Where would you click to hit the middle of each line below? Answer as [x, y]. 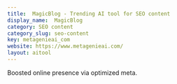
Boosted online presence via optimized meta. [72, 72]
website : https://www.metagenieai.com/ [65, 46]
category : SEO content [40, 27]
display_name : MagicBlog [45, 20]
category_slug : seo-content [48, 33]
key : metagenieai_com [39, 40]
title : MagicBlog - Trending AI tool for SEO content [89, 14]
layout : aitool [29, 53]
